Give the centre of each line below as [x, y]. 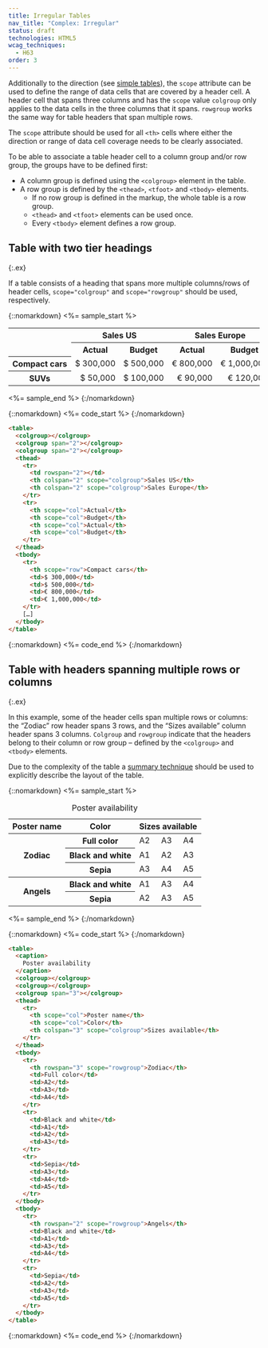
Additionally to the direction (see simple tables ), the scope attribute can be [130, 83]
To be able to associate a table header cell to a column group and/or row [128, 156]
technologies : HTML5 [43, 38]
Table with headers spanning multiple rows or [124, 670]
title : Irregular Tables [49, 16]
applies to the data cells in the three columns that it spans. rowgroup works [130, 108]
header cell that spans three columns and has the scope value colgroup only [132, 100]
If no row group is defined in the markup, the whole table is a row [139, 198]
